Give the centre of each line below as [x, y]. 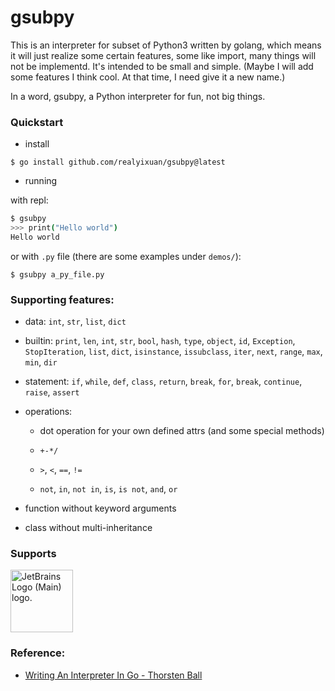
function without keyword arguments [100, 508]
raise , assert [52, 392]
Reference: [38, 653]
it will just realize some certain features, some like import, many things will [163, 55]
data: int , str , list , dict [75, 322]
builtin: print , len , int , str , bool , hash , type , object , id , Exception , [160, 341]
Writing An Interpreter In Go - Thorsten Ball [113, 675]
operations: [48, 412]
